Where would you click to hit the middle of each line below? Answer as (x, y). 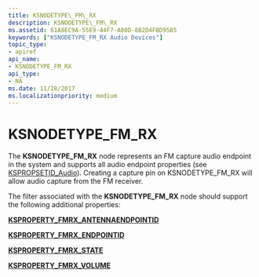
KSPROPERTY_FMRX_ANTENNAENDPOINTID (84, 220)
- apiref (22, 52)
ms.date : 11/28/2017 (42, 88)
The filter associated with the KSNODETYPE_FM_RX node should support (128, 196)
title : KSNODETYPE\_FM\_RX (52, 15)
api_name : (24, 60)
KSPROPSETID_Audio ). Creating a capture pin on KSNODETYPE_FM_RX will (130, 173)
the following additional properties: (64, 205)
